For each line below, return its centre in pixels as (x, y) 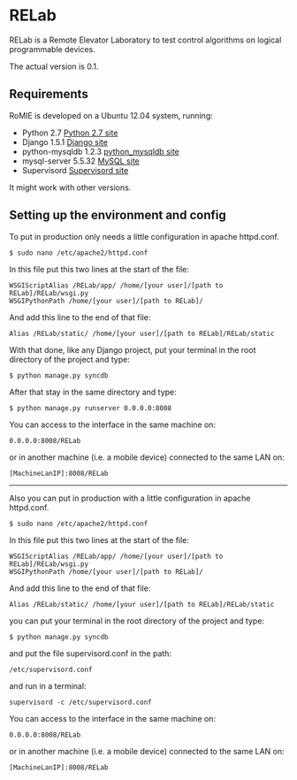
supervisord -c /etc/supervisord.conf (80, 702)
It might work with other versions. (70, 187)
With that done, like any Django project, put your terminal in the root (133, 349)
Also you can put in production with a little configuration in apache (130, 498)
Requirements (49, 94)
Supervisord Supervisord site (75, 170)
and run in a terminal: (48, 685)
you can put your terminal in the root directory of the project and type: (137, 621)
